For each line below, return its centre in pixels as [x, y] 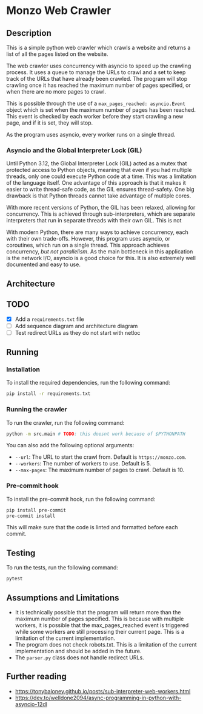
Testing [21, 553]
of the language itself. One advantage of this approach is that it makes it [96, 183]
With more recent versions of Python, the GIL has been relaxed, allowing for [101, 208]
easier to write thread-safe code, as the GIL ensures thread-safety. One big [100, 190]
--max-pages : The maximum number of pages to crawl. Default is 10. [100, 470]
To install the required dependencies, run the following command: [88, 383]
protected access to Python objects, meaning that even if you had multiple [99, 170]
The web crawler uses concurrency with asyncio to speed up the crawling [99, 66]
